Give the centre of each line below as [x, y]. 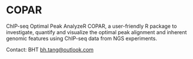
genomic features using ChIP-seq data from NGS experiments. [82, 38]
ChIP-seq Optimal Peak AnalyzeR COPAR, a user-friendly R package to [92, 26]
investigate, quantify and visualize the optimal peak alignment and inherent [97, 32]
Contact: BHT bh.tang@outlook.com [50, 49]
